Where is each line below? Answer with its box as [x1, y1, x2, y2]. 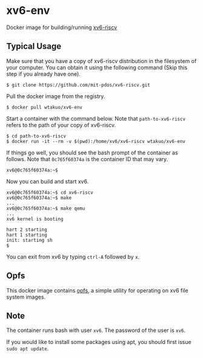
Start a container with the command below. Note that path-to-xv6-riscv [6, 114, 186, 122]
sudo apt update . [6, 345, 49, 352]
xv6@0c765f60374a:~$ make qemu [6, 205, 85, 211]
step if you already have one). [6, 70, 81, 78]
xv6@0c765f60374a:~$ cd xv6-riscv [6, 189, 94, 196]
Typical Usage [6, 41, 62, 51]
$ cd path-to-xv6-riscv [6, 133, 67, 139]
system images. [6, 293, 46, 300]
